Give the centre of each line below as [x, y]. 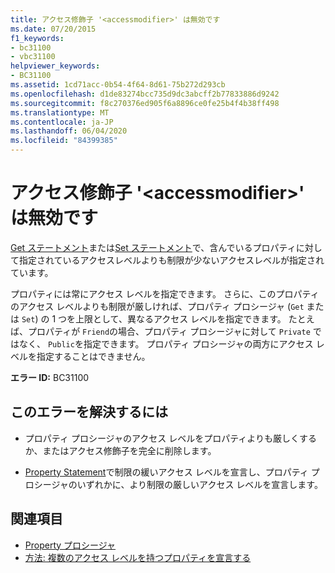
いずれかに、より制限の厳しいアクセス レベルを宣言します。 [199, 484]
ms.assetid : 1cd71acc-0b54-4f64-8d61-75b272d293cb [118, 85]
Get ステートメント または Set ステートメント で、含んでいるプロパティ [153, 247]
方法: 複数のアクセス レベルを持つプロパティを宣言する [138, 557]
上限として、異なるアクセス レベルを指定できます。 [181, 318]
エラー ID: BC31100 [50, 377]
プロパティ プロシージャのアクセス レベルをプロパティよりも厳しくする [171, 438]
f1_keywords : [37, 38]
